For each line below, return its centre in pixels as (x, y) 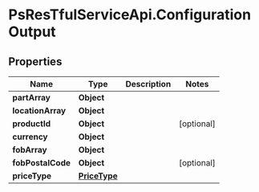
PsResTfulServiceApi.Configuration (129, 15)
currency (30, 137)
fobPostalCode (41, 163)
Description (148, 84)
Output (32, 32)
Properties (35, 61)
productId (31, 124)
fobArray (30, 150)
